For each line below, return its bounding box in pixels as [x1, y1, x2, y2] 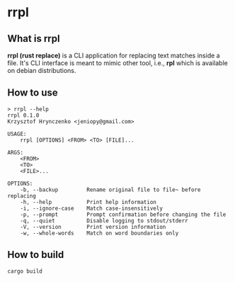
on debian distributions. [7, 67, 76, 74]
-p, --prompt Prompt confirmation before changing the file [20, 210, 227, 218]
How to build [7, 249, 64, 261]
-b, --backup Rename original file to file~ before [20, 186, 201, 193]
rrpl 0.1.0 [7, 111, 40, 119]
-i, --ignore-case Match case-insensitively [20, 205, 163, 212]
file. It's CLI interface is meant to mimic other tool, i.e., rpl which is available [7, 59, 228, 67]
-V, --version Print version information [20, 223, 166, 230]
